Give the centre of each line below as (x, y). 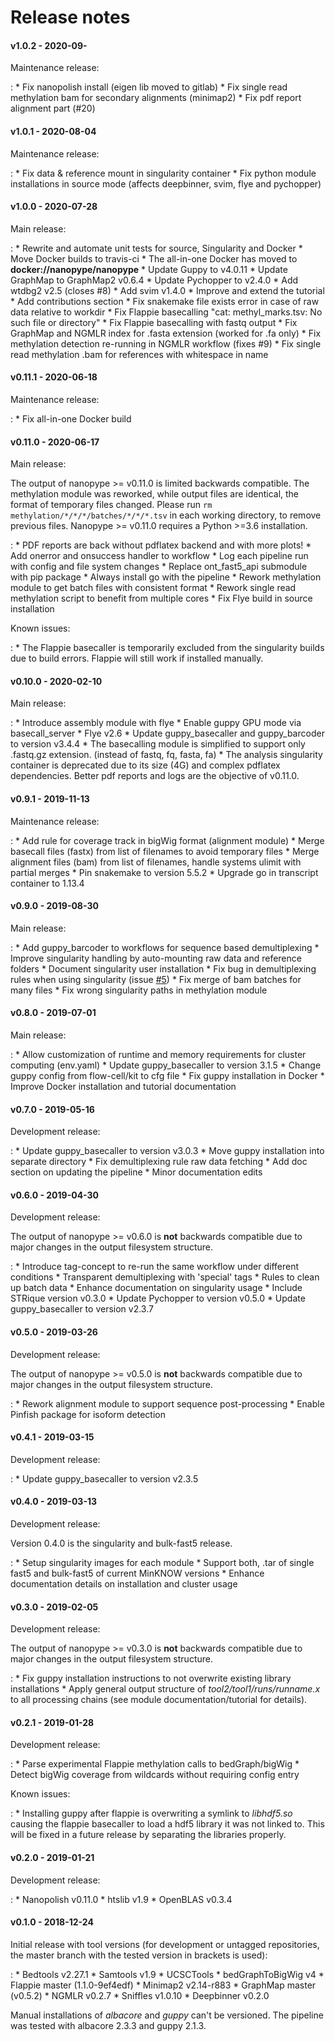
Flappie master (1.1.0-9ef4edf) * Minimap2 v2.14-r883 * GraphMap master (163, 1985)
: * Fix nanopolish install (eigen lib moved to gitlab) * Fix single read (149, 87)
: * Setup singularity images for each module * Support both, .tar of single (162, 1563)
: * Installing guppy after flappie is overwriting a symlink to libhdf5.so (151, 1813)
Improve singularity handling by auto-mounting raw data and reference (156, 958)
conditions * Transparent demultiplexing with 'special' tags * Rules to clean (165, 1277)
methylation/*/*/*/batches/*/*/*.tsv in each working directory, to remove (166, 515)
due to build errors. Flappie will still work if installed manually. (137, 658)
